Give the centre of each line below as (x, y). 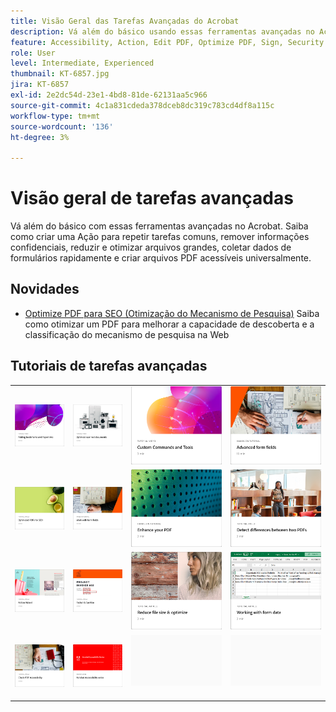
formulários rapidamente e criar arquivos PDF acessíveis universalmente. (161, 258)
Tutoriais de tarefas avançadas (109, 366)
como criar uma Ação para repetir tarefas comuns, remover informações (160, 237)
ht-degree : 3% (40, 137)
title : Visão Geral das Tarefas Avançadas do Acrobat (125, 21)
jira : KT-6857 (40, 85)
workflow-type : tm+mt (55, 116)
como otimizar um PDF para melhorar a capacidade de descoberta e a (169, 324)
